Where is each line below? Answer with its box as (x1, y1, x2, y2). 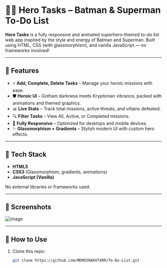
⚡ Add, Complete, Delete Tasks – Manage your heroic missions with (12, 80, 153, 86)
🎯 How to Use (5, 235, 47, 244)
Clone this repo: (12, 249, 45, 255)
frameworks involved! (5, 47, 50, 53)
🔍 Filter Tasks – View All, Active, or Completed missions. (12, 113, 130, 119)
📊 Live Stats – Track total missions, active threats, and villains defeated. (12, 106, 161, 112)
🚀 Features (5, 67, 39, 75)
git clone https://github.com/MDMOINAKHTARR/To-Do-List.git (12, 258, 140, 263)
